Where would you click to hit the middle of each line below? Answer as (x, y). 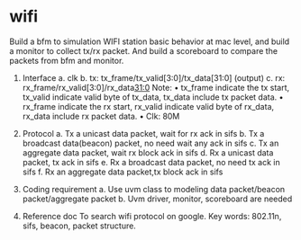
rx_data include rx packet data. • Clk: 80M (101, 116)
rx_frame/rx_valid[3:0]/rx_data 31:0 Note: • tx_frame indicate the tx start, (156, 87)
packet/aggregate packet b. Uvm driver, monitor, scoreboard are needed (157, 199)
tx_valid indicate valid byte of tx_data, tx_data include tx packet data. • (153, 97)
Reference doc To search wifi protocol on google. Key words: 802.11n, (152, 216)
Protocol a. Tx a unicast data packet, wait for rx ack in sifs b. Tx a (143, 133)
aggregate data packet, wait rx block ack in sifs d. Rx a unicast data (148, 152)
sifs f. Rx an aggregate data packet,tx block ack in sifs (123, 172)
